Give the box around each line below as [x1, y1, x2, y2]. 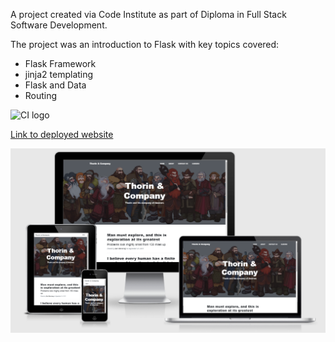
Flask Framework [24, 58, 97, 69]
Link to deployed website [10, 129, 114, 140]
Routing [24, 90, 58, 101]
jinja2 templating [24, 69, 94, 80]
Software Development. [10, 19, 108, 31]
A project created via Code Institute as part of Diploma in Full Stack [10, 9, 287, 20]
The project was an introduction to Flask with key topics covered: [10, 39, 280, 50]
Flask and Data [24, 79, 87, 91]
